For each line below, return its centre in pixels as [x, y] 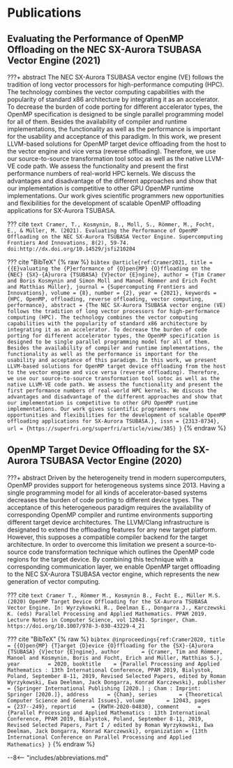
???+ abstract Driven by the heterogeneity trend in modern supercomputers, [117, 477]
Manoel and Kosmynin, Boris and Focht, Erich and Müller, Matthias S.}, [115, 658]
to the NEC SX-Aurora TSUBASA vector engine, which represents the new [113, 574]
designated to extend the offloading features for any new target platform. [112, 529]
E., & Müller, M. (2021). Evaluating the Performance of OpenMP [103, 231]
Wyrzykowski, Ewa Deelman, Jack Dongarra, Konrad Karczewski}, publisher [117, 682]
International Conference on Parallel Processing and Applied [99, 737]
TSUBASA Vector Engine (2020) [111, 461]
